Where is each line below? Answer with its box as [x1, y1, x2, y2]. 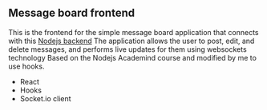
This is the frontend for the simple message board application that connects [8, 27, 259, 37]
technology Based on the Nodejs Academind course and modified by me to [8, 53, 257, 62]
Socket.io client [19, 93, 71, 103]
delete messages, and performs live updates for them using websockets [8, 44, 247, 54]
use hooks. [8, 61, 45, 71]
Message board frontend [8, 6, 135, 20]
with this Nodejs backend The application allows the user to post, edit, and [8, 36, 255, 45]
